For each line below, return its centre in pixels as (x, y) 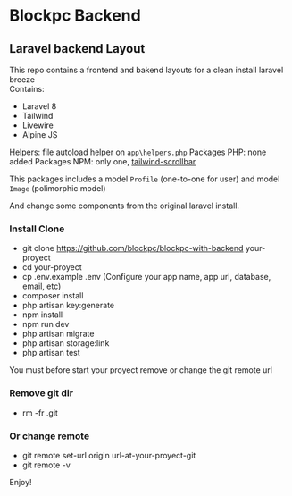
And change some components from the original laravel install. (124, 206)
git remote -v (46, 465)
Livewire (38, 125)
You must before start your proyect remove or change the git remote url (141, 370)
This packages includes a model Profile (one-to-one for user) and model (145, 179)
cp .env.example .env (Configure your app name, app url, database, (146, 277)
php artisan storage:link (66, 343)
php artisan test (51, 353)
